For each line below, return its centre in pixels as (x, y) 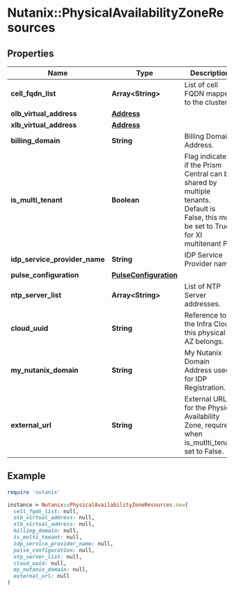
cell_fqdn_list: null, (46, 511)
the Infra (198, 324)
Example (26, 476)
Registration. (205, 387)
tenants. (197, 200)
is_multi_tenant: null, (48, 538)
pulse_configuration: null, (54, 550)
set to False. (204, 451)
